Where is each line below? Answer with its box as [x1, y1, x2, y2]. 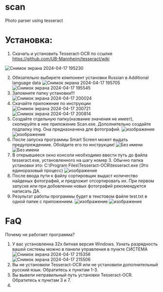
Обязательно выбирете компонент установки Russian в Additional [12, 74, 149, 80]
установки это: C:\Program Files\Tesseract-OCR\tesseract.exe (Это [12, 162, 148, 168]
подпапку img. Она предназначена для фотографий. [12, 126, 121, 132]
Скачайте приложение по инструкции [12, 100, 91, 106]
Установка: [5, 34, 53, 46]
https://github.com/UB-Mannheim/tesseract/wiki [12, 55, 110, 62]
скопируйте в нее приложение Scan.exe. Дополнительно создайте [12, 121, 151, 127]
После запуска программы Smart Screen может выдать [12, 137, 128, 142]
